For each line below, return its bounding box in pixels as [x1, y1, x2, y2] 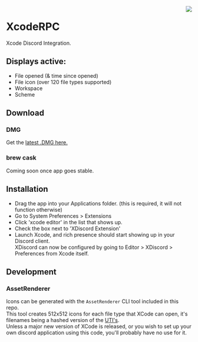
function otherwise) [14, 206, 63, 213]
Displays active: [6, 57, 67, 67]
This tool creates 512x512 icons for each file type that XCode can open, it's [6, 310, 188, 317]
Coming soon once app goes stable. [6, 167, 94, 174]
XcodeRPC [6, 20, 60, 34]
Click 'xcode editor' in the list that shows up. [14, 218, 123, 225]
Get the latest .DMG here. [6, 139, 68, 146]
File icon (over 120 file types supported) [14, 78, 112, 85]
